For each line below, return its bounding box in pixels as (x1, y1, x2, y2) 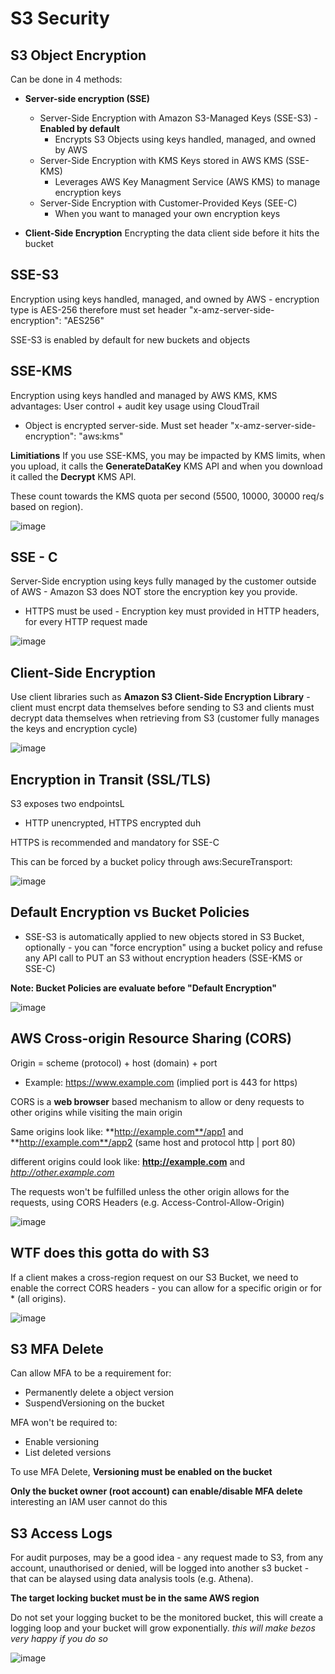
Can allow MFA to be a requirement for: (10, 1367, 172, 1379)
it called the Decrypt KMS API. (10, 470, 137, 482)
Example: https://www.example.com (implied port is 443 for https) (24, 1076, 298, 1088)
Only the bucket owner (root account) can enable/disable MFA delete (10, 1485, 303, 1497)
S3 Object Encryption (10, 47, 147, 64)
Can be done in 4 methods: (10, 73, 123, 85)
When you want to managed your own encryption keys (54, 208, 281, 219)
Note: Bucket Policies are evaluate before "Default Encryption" (10, 982, 278, 994)
